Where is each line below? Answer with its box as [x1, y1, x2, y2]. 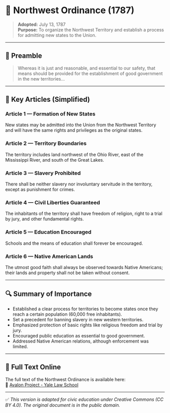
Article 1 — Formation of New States [5, 110, 96, 118]
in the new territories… [17, 76, 65, 82]
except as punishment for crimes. [5, 186, 75, 193]
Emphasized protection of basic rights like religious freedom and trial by [12, 322, 163, 328]
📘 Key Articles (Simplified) [5, 95, 90, 104]
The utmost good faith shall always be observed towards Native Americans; [5, 264, 163, 270]
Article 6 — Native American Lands [5, 253, 94, 260]
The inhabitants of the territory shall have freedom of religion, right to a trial [5, 210, 163, 217]
